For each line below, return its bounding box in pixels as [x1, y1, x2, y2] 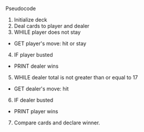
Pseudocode [5, 5, 36, 12]
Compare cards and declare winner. [13, 119, 100, 126]
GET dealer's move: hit [13, 85, 69, 92]
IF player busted [13, 51, 53, 58]
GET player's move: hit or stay [13, 40, 87, 47]
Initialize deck [13, 16, 47, 23]
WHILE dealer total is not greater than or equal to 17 [13, 74, 138, 81]
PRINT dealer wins [13, 62, 59, 70]
